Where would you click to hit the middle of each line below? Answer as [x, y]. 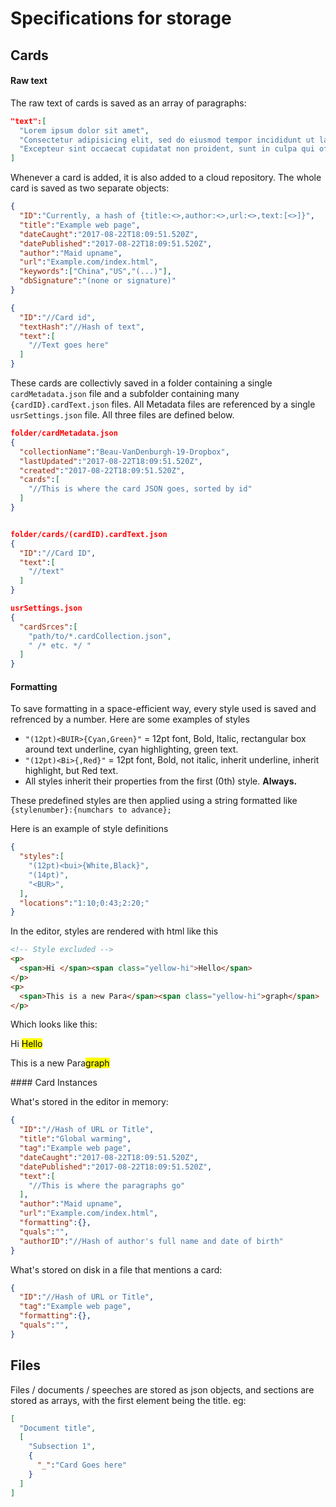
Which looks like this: [54, 1024]
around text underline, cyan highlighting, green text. [131, 749]
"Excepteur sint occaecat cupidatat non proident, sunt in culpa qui [167, 149]
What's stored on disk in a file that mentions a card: [116, 1269]
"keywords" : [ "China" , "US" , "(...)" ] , [95, 272]
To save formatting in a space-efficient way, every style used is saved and [163, 709]
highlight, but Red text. [71, 771]
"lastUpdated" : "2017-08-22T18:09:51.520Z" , [111, 461]
